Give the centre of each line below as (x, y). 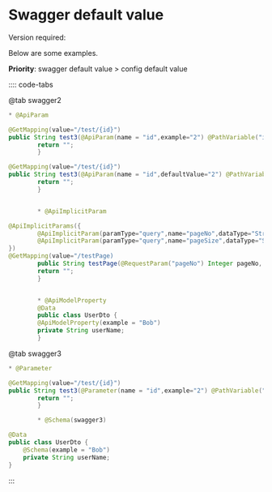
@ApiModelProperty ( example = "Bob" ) (99, 323)
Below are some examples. (53, 53)
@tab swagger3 (35, 353)
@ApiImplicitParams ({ (45, 226)
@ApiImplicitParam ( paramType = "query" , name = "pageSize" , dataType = (148, 241)
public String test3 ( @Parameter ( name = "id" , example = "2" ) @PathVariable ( (136, 391)
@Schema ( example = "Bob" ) (67, 450)
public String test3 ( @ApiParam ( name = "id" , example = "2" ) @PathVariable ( (134, 137)
